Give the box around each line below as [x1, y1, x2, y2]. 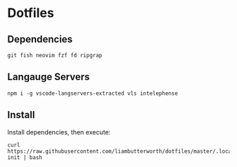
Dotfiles [7, 5, 54, 21]
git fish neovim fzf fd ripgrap [7, 52, 102, 59]
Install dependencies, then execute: [7, 127, 111, 136]
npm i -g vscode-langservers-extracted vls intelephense [7, 90, 178, 97]
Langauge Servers [7, 71, 90, 83]
